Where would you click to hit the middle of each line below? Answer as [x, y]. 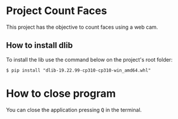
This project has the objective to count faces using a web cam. [82, 27]
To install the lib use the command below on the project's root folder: [89, 59]
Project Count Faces [57, 11]
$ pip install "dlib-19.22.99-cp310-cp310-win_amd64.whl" [78, 70]
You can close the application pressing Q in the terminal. [74, 110]
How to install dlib [40, 45]
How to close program [61, 93]
